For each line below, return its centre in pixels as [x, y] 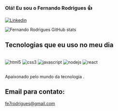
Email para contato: [35, 92]
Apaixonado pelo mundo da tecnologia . [45, 76]
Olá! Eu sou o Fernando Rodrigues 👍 [49, 8]
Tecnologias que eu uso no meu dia [59, 45]
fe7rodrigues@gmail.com [30, 103]
